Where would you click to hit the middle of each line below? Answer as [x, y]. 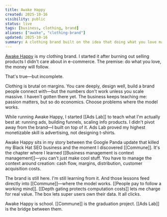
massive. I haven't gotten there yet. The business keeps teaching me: [76, 96]
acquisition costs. [23, 168]
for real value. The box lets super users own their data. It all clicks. [73, 194]
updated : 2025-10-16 [27, 38]
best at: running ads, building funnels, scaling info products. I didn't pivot [80, 122]
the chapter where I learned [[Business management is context [70, 152]
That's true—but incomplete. [35, 76]
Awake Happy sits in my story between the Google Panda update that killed [82, 142]
